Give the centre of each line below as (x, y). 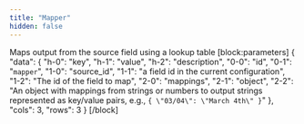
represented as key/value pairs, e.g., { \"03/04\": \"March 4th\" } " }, (142, 100)
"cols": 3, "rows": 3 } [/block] (64, 110)
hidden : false (36, 26)
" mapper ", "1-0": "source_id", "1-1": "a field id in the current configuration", (147, 71)
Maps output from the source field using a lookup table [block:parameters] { (152, 52)
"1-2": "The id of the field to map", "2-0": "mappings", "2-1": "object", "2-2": (152, 81)
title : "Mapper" (40, 18)
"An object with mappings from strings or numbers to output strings (136, 91)
